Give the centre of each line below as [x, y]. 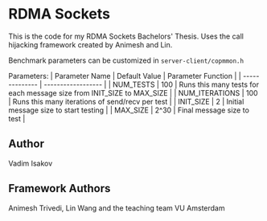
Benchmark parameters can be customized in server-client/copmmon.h [126, 60]
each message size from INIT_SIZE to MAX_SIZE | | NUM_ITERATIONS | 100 [133, 92]
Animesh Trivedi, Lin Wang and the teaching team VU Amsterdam [117, 208]
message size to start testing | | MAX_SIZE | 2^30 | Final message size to [129, 110]
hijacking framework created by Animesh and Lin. [90, 44]
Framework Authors [60, 188]
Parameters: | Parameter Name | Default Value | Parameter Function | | [125, 76]
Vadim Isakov [31, 163]
